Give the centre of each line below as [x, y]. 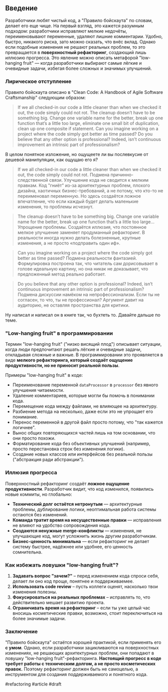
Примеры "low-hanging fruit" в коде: [44, 375]
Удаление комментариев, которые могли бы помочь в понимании [83, 395]
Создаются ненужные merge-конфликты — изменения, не [77, 530]
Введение [22, 8]
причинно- [122, 175]
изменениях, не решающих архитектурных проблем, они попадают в [80, 653]
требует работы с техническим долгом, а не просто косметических [80, 664]
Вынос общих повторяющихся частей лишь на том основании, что [84, 433]
